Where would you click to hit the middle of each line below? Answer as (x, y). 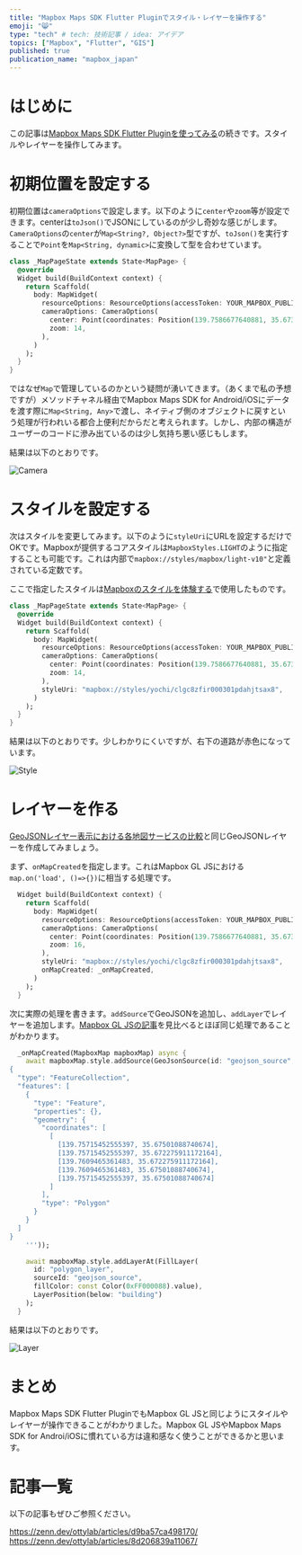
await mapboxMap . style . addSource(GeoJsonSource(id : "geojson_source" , (160, 1062)
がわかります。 (37, 1035)
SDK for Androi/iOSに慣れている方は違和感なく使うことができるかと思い (143, 1435)
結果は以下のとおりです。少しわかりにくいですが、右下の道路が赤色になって (150, 742)
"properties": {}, (67, 1111)
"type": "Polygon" (76, 1204)
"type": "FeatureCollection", (74, 1078)
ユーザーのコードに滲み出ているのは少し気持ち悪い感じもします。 (131, 433)
